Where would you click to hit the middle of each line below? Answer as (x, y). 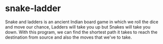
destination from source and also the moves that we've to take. (69, 37)
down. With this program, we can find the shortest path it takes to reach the (81, 32)
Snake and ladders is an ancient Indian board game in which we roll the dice (82, 22)
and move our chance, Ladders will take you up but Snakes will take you (78, 27)
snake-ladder (33, 8)
